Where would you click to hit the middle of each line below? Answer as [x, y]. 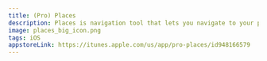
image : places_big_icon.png [55, 30]
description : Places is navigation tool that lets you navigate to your [131, 23]
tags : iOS [25, 38]
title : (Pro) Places [43, 15]
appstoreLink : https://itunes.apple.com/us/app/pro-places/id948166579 [129, 45]
